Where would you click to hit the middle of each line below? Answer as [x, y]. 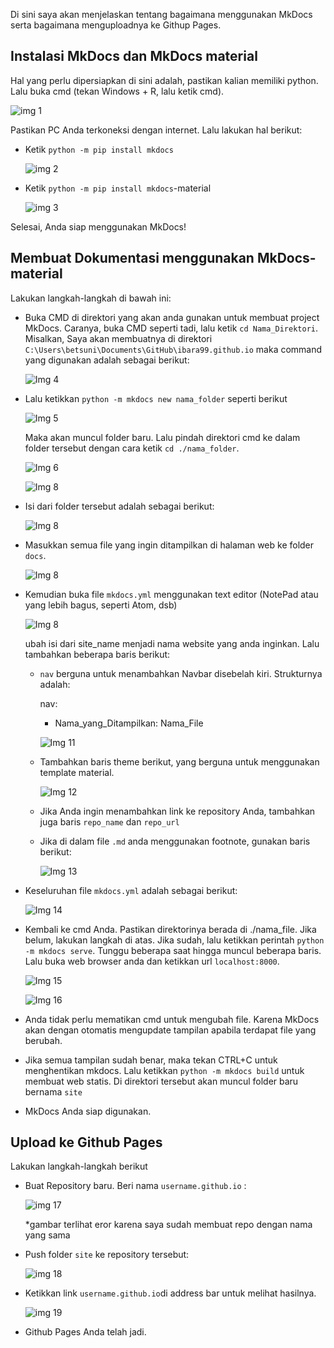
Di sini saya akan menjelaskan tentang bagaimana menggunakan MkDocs [161, 14]
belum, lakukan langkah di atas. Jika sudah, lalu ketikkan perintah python [174, 940]
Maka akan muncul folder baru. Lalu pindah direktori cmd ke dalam [162, 437]
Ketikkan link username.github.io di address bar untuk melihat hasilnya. [170, 1293]
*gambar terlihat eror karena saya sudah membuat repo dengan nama [168, 1225]
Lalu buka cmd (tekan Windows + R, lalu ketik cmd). [117, 91]
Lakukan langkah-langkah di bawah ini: [91, 298]
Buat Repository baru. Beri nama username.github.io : [135, 1186]
